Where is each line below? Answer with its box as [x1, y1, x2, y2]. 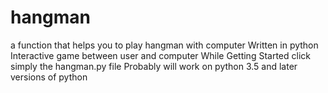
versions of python [10, 71, 88, 83]
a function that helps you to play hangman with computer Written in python [10, 39, 319, 51]
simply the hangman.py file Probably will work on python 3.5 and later [10, 60, 298, 72]
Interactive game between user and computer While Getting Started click [10, 49, 311, 61]
